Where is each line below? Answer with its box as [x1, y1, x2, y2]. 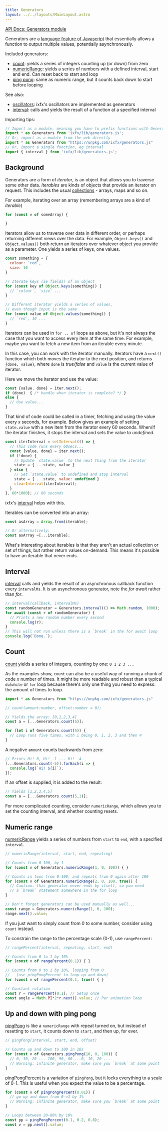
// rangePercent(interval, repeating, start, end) [5, 945, 113, 950]
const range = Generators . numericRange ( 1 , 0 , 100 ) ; [5, 906, 115, 911]
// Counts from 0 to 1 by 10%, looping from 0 [5, 968, 104, 973]
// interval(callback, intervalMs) [5, 601, 79, 606]
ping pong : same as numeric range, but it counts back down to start [12, 76, 152, 82]
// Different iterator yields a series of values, [5, 302, 113, 307]
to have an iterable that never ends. [5, 553, 78, 559]
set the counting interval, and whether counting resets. [5, 808, 118, 814]
